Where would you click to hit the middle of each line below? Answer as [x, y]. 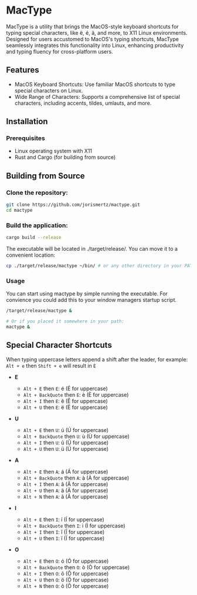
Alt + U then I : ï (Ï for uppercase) [64, 538]
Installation [27, 122]
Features [23, 70]
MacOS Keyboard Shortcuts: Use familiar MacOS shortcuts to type [95, 84]
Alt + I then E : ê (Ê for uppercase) [66, 401]
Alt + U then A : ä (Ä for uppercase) [66, 490]
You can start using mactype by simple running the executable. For [87, 294]
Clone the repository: [37, 192]
